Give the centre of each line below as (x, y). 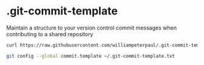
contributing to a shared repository (50, 34)
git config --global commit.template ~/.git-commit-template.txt (90, 56)
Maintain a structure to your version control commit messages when (92, 28)
